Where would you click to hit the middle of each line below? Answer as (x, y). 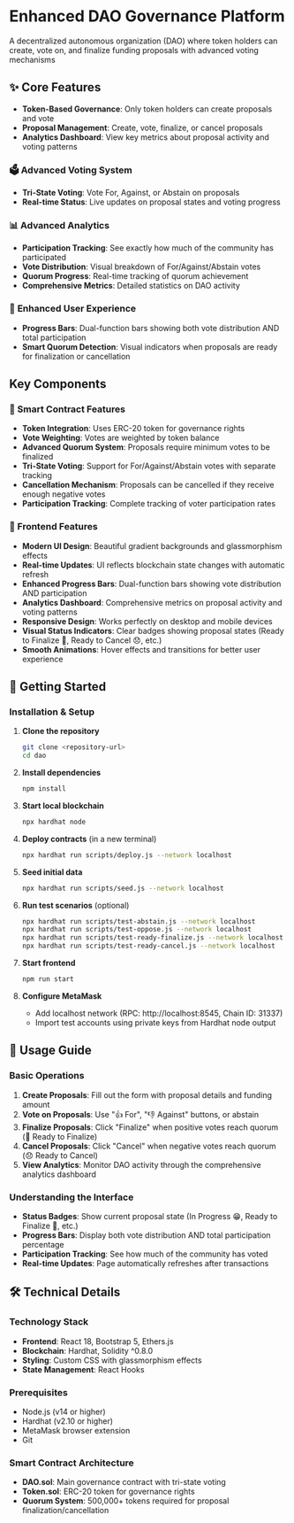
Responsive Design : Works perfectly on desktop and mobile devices (147, 621)
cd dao (34, 756)
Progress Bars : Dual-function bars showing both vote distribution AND (151, 328)
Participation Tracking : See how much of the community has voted (145, 1254)
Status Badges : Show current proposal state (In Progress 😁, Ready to (150, 1216)
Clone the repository (60, 731)
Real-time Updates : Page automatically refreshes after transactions (145, 1263)
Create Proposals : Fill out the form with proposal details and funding (147, 1094)
